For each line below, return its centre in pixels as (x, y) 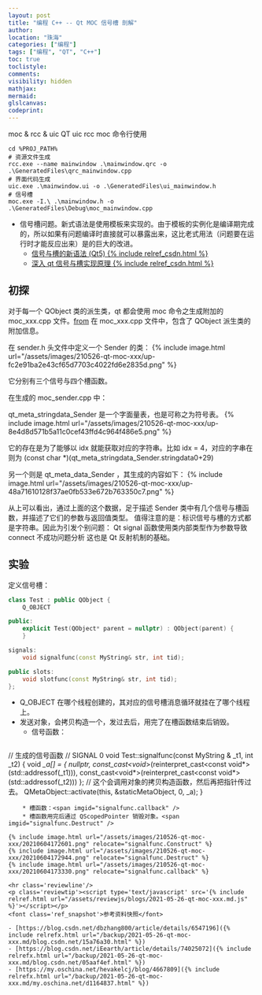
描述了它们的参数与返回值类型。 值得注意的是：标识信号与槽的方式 (137, 517)
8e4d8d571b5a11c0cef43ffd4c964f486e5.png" (84, 431)
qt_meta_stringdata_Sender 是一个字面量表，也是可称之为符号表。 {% (121, 414)
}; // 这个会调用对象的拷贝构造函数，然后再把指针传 (162, 782)
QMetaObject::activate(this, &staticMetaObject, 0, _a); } (113, 792)
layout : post (30, 15)
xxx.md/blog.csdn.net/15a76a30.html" (70, 942)
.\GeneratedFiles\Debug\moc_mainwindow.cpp (81, 209)
